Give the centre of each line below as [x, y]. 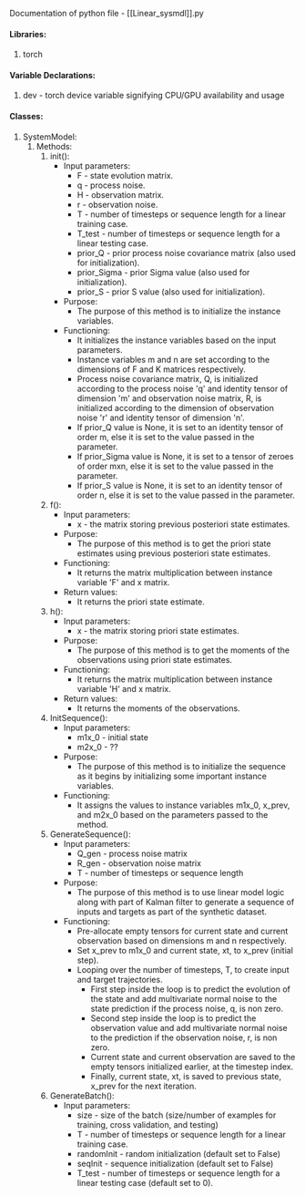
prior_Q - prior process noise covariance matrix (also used [186, 253]
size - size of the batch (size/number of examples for [177, 1115]
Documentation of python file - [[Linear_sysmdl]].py [107, 13]
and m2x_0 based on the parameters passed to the [173, 814]
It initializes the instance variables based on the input [177, 340]
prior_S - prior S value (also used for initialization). [171, 292]
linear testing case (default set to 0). [145, 1182]
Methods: [54, 146]
